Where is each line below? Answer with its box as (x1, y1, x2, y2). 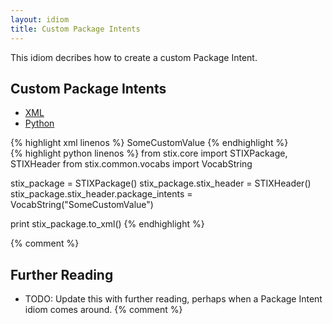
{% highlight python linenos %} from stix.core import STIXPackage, (10, 147, 288, 160)
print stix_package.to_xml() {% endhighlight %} (10, 218, 205, 230)
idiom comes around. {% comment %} (24, 304, 183, 316)
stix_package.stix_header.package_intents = (10, 188, 193, 200)
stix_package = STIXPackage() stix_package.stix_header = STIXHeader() (10, 177, 312, 190)
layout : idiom (10, 14, 70, 25)
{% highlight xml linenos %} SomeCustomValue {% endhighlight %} (10, 137, 289, 149)
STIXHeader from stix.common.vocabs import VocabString (10, 158, 253, 170)
